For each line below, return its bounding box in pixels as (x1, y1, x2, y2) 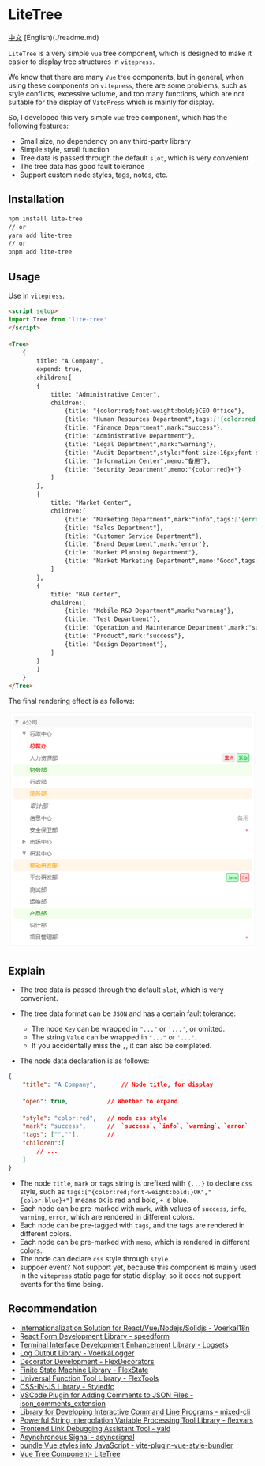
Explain (8, 964, 46, 977)
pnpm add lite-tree (8, 248, 73, 256)
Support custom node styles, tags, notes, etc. (19, 170, 168, 179)
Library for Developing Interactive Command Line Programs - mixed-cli (19, 1407, 251, 1416)
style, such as (19, 1186, 65, 1196)
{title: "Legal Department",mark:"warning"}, (64, 440, 217, 448)
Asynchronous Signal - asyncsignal (19, 1432, 136, 1442)
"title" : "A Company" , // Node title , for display (22, 1081, 214, 1089)
